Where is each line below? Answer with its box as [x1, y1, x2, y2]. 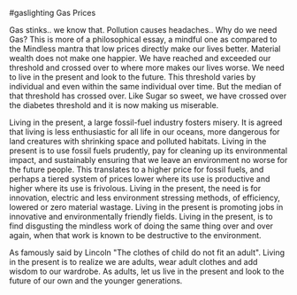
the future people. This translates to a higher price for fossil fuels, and [9, 164, 264, 175]
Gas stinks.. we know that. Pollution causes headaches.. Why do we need [9, 25, 278, 35]
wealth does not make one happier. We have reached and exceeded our [9, 53, 271, 63]
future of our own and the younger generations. [9, 276, 183, 286]
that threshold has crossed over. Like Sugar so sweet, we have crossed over [9, 90, 287, 101]
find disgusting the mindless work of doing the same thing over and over [9, 221, 274, 231]
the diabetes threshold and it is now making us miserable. [9, 100, 219, 110]
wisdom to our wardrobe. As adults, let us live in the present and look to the [9, 266, 285, 276]
